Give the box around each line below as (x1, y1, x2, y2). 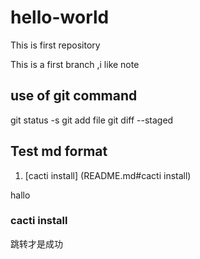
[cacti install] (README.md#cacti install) (24, 169, 192, 181)
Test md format (10, 143, 108, 160)
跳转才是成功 (10, 237, 63, 250)
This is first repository (10, 39, 101, 51)
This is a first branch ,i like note (10, 58, 140, 70)
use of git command (10, 87, 138, 105)
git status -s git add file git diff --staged (10, 114, 174, 126)
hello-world (10, 6, 110, 29)
